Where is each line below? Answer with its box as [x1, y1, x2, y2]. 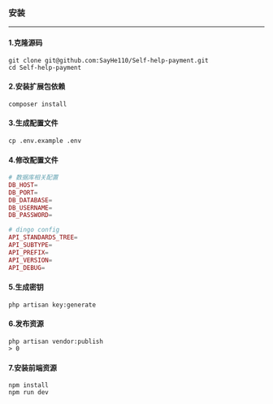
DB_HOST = [8, 180, 38, 189]
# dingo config [8, 226, 60, 234]
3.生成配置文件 [8, 118, 58, 128]
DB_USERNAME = [8, 203, 53, 212]
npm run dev [8, 389, 49, 397]
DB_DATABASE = [8, 196, 53, 204]
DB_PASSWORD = [8, 211, 53, 219]
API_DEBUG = [8, 263, 45, 272]
